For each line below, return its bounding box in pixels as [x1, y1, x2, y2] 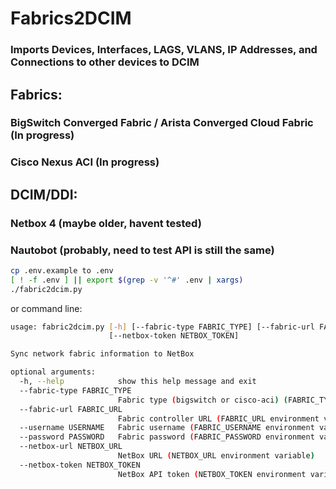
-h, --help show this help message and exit [19, 377, 257, 387]
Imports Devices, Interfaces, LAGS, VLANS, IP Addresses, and [10, 43, 318, 57]
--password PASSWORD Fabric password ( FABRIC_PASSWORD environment [19, 432, 315, 442]
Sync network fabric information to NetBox [10, 349, 195, 359]
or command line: [10, 302, 83, 314]
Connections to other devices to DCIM [10, 55, 200, 69]
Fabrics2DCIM [10, 7, 132, 30]
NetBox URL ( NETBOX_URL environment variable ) [117, 451, 315, 461]
